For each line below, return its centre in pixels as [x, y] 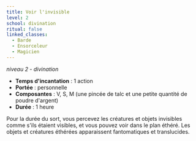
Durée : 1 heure [35, 107]
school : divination [31, 23]
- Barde [22, 40]
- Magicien [26, 52]
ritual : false [24, 29]
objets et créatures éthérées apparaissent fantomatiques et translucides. [98, 131]
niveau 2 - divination [32, 69]
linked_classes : [27, 35]
